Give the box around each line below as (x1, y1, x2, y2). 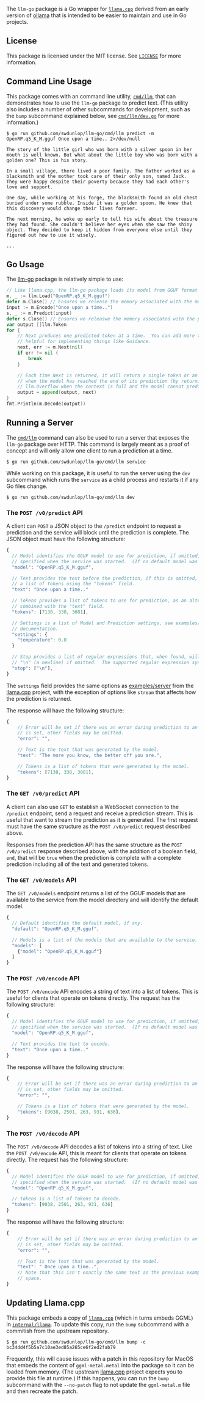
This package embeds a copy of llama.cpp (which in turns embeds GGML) (6, 1314, 193, 1322)
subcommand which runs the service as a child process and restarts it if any (6, 476, 199, 483)
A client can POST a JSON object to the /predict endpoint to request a (6, 522, 181, 530)
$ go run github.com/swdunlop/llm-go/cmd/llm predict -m (6, 130, 154, 136)
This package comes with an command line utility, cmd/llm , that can (6, 92, 176, 100)
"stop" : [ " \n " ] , (12, 665, 53, 671)
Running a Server (6, 418, 74, 428)
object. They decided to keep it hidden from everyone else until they (6, 226, 192, 233)
